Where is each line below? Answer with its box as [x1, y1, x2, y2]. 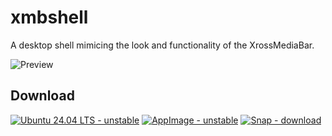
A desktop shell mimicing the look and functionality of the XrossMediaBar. [10, 39, 315, 51]
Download [10, 87, 75, 105]
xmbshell [10, 6, 89, 29]
